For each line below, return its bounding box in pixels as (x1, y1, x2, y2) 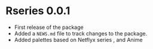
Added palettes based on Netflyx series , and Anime (14, 36, 143, 43)
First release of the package (14, 24, 84, 31)
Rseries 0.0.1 (5, 4, 71, 18)
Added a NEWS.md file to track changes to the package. (14, 30, 148, 37)
